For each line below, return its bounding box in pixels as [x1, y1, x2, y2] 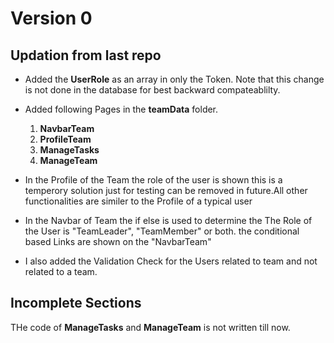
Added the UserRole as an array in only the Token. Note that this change [24, 73, 325, 85]
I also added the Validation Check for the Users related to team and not [24, 255, 318, 267]
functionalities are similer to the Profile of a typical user [24, 195, 253, 207]
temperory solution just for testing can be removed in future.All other [24, 185, 308, 196]
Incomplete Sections [10, 295, 142, 312]
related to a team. [24, 266, 98, 277]
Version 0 [10, 7, 93, 30]
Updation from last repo [10, 47, 162, 64]
